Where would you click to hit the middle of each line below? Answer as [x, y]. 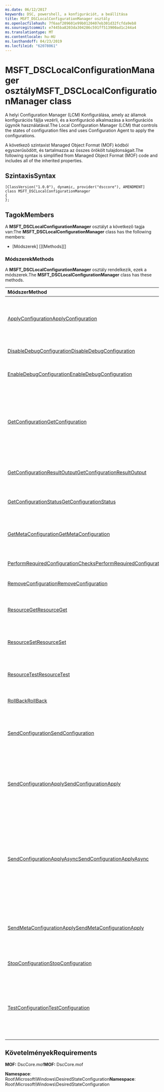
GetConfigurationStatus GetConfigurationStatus [62, 502]
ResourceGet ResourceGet [37, 610]
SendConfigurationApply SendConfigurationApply [64, 784]
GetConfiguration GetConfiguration [47, 422]
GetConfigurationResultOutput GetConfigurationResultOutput [77, 473]
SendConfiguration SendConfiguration [51, 733]
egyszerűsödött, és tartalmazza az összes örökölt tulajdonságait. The [74, 150]
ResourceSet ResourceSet [37, 642]
